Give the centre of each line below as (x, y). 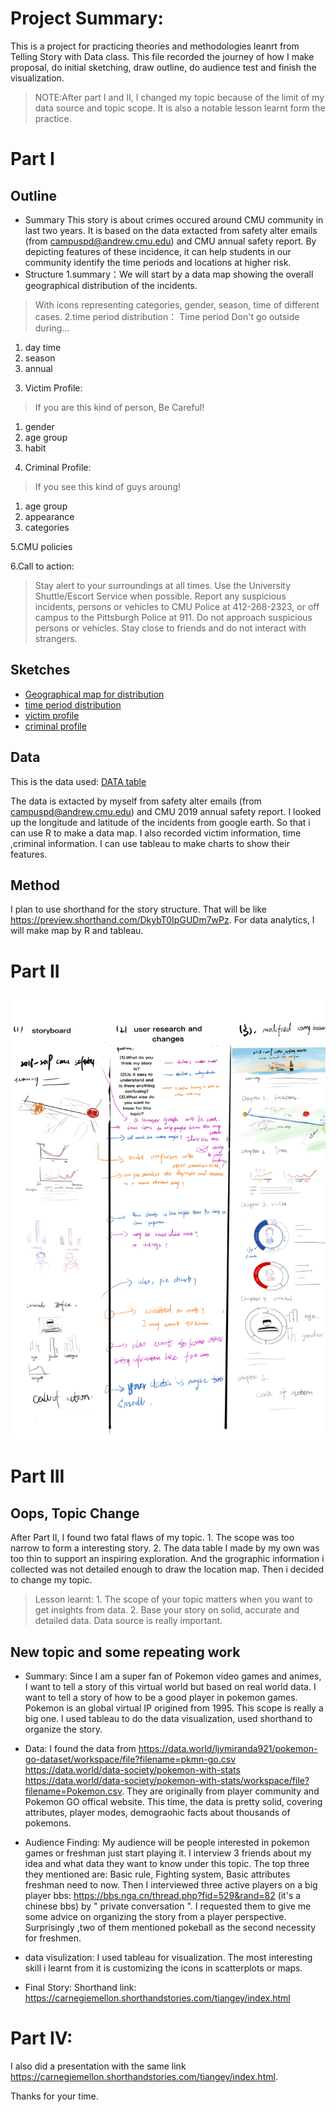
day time (43, 347)
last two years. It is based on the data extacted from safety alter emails (171, 230)
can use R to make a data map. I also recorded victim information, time (156, 833)
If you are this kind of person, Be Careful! (119, 407)
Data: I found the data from (80, 1748)
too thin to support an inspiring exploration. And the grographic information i (167, 1559)
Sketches (40, 670)
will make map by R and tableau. (77, 931)
